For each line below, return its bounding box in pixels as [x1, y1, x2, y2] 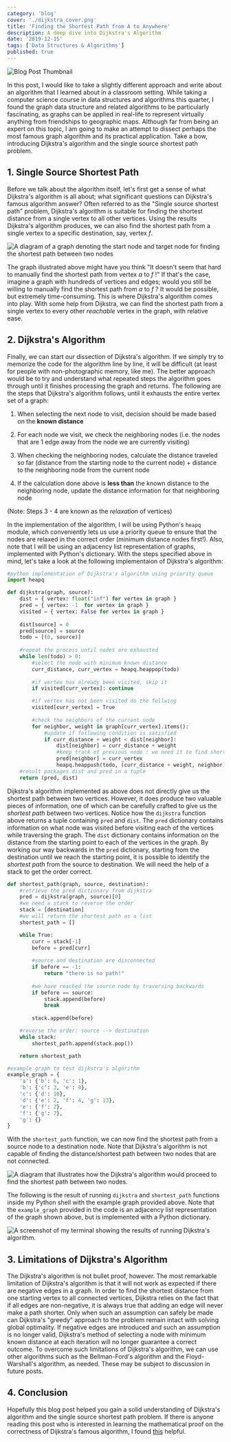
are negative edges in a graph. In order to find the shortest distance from [7, 1286, 214, 1295]
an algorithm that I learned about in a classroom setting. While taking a [7, 87, 208, 96]
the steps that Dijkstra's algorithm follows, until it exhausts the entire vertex [7, 389, 220, 397]
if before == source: [32, 989, 94, 996]
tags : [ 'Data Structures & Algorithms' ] [7, 42, 125, 49]
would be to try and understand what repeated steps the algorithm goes [7, 374, 211, 382]
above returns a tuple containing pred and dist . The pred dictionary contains [7, 816, 223, 824]
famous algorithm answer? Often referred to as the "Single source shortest [7, 199, 219, 207]
